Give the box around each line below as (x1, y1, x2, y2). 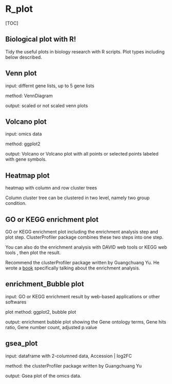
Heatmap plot (5, 171, 50, 180)
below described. (5, 54, 42, 60)
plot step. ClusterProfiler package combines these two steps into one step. (5, 234, 164, 240)
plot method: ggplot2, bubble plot (5, 309, 77, 315)
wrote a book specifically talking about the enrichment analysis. (5, 265, 140, 271)
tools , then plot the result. (5, 249, 61, 256)
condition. (5, 200, 27, 206)
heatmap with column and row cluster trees (5, 185, 98, 191)
